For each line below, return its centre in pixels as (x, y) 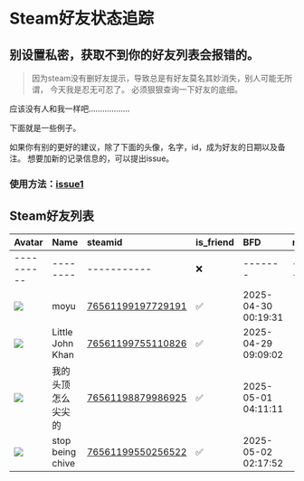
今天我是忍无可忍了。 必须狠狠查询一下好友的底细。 (146, 90)
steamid (104, 242)
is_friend (215, 242)
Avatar (28, 242)
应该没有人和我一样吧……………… (70, 108)
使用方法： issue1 (47, 184)
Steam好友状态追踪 (82, 19)
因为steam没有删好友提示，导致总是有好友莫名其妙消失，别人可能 (154, 78)
